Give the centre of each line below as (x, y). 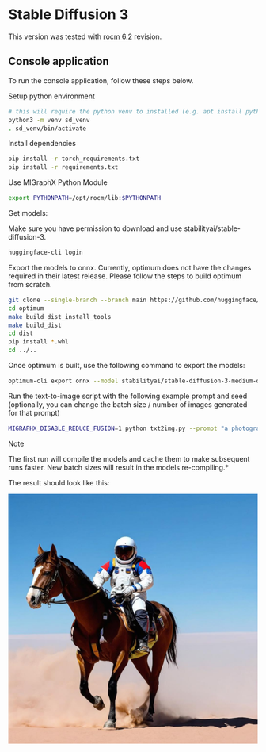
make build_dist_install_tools (60, 317)
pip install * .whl (38, 342)
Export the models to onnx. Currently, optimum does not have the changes (130, 267)
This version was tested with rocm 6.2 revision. (85, 36)
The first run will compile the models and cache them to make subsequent (129, 458)
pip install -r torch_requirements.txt (74, 159)
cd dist (21, 334)
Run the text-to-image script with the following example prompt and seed (128, 396)
